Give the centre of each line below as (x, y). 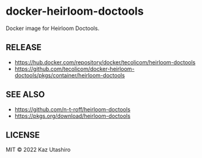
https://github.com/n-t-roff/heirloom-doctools (73, 109)
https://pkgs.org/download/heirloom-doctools (73, 116)
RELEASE (24, 47)
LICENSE (23, 135)
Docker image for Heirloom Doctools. (53, 28)
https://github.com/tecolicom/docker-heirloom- (75, 69)
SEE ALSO (25, 95)
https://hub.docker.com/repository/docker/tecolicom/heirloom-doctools (105, 62)
